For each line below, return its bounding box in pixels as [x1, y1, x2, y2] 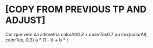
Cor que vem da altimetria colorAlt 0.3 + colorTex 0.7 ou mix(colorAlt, [5, 31, 148, 37]
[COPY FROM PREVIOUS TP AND [5, 4, 147, 15]
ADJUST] [5, 14, 46, 26]
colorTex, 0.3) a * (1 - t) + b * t [5, 37, 68, 43]
